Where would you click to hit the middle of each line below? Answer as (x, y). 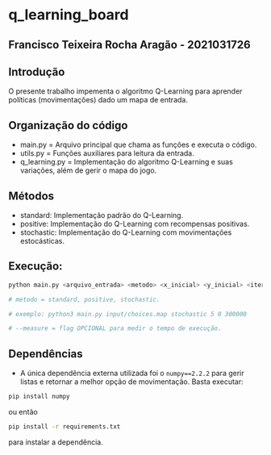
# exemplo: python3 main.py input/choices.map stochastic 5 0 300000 (128, 314)
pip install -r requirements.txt (65, 427)
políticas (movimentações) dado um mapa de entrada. (98, 100)
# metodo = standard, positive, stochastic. (84, 299)
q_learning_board (69, 15)
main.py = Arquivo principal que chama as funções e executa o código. (138, 145)
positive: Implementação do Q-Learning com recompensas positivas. (135, 224)
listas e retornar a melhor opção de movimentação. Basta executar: (131, 382)
